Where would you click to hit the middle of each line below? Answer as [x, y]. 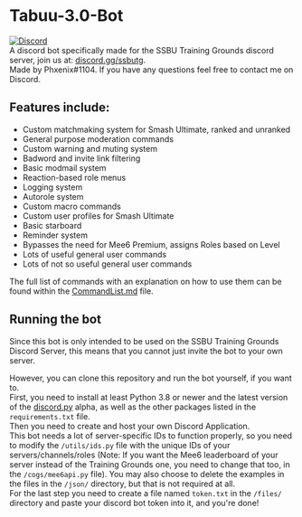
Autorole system [53, 196]
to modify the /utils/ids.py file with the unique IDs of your [120, 445]
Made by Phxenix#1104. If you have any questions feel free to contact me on [151, 70]
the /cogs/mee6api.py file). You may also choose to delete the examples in [147, 474]
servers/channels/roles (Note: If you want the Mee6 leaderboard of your [144, 455]
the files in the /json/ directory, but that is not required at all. [123, 484]
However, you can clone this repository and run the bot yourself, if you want [151, 378]
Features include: [60, 108]
